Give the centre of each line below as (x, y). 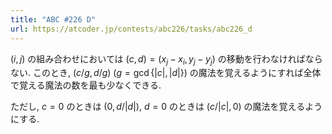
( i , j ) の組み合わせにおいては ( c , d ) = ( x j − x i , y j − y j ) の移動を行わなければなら (166, 59)
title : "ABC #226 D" (53, 19)
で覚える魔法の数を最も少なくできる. (86, 85)
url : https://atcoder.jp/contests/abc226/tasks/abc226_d (131, 29)
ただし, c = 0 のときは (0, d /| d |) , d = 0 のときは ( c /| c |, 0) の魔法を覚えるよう (166, 107)
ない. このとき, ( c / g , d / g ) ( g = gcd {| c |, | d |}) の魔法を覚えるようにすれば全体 (166, 73)
